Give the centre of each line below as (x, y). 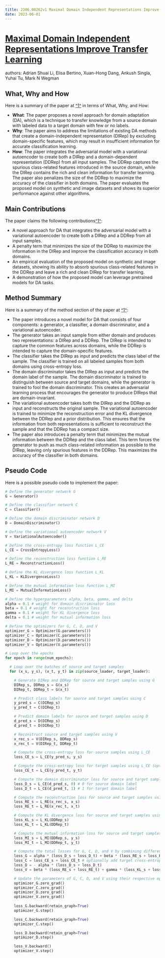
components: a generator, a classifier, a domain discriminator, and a (81, 325)
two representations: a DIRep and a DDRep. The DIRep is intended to (82, 340)
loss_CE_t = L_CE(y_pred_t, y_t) (48, 771)
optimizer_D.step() (34, 937)
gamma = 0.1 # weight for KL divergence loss (52, 613)
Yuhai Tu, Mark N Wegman (32, 78)
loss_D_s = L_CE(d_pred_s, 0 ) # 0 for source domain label (76, 784)
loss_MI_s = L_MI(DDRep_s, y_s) (47, 838)
